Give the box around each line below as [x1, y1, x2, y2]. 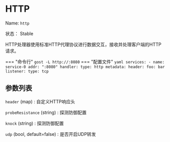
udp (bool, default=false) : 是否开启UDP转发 [5, 131, 96, 137]
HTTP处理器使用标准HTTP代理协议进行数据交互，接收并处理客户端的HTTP [5, 41, 162, 48]
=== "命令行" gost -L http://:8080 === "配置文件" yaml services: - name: [5, 58, 165, 64]
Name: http [5, 20, 30, 26]
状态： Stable [5, 30, 34, 36]
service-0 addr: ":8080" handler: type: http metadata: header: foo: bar [5, 64, 165, 69]
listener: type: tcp [5, 68, 49, 74]
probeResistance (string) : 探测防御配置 [5, 109, 87, 115]
